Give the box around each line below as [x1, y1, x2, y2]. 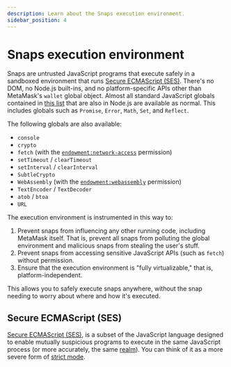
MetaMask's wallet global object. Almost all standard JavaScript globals [7, 92, 215, 100]
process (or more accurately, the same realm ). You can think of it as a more [7, 345, 223, 354]
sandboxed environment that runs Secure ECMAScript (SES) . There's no [7, 77, 214, 85]
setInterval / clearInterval [17, 163, 99, 171]
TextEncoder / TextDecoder [17, 185, 93, 193]
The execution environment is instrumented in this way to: [7, 213, 173, 222]
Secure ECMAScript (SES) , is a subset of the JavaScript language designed [7, 331, 224, 339]
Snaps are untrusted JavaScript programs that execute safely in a [7, 70, 195, 78]
